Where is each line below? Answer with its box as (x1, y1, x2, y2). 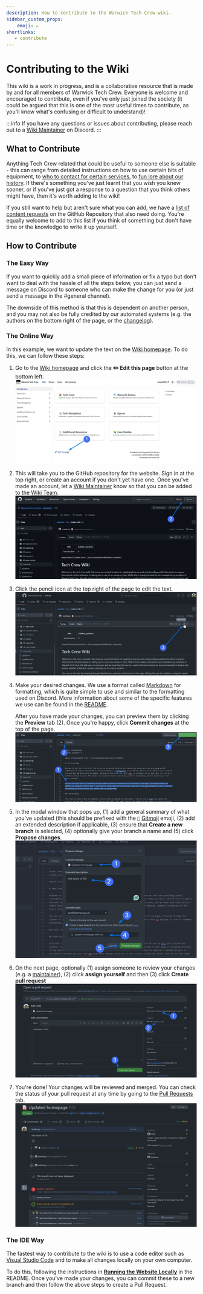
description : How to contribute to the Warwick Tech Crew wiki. (6, 10, 172, 16)
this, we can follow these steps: (6, 352, 85, 359)
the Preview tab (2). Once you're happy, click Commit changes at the (14, 719, 189, 726)
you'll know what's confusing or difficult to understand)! (6, 108, 146, 115)
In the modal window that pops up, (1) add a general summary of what (14, 808, 190, 816)
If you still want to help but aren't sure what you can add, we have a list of (6, 204, 190, 211)
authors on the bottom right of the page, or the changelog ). (6, 317, 154, 324)
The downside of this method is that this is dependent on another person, (6, 304, 189, 311)
